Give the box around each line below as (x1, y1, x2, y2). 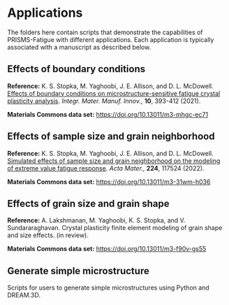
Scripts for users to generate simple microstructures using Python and (7, 283, 209, 292)
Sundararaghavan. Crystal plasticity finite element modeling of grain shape (7, 224, 223, 232)
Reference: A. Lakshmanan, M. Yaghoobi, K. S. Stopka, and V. (7, 216, 186, 225)
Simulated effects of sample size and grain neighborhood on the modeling (7, 156, 221, 165)
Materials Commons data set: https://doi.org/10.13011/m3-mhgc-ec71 (7, 110, 208, 118)
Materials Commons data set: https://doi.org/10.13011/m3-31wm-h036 (7, 177, 211, 186)
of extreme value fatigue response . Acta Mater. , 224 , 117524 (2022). (7, 164, 205, 172)
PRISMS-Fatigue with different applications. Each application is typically (7, 35, 214, 43)
